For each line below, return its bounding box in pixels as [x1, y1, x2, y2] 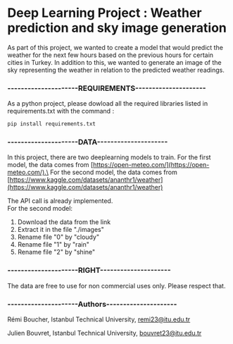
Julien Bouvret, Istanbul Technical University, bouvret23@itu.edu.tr [7, 329, 202, 337]
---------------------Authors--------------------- [7, 299, 177, 309]
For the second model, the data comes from [50, 168, 177, 177]
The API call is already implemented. [7, 197, 113, 205]
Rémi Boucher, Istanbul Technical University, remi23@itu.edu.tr [7, 315, 191, 324]
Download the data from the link [17, 218, 111, 226]
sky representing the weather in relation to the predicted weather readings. [7, 66, 225, 74]
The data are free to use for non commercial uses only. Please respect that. [7, 281, 226, 290]
